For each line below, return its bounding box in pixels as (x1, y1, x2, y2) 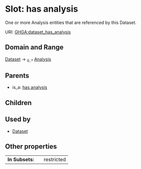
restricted (43, 156, 66, 163)
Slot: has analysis (5, 3, 78, 15)
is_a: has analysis (12, 84, 47, 90)
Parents (5, 71, 29, 80)
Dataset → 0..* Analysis (5, 56, 51, 63)
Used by (5, 115, 31, 124)
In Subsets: (7, 156, 34, 163)
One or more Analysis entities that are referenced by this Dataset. (5, 20, 137, 25)
